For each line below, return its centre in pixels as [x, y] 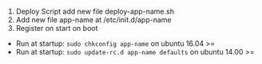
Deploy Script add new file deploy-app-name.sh [95, 11]
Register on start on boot [57, 28]
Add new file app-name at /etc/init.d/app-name [93, 20]
